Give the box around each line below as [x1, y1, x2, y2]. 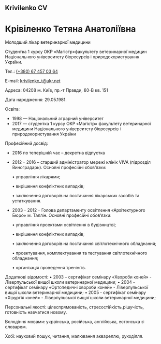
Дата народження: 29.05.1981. [5, 97, 67, 103]
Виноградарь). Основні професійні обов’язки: [12, 165, 106, 171]
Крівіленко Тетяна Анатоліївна [5, 23, 136, 34]
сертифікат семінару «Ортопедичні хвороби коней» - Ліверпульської [5, 284, 148, 291]
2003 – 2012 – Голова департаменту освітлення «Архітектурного [12, 207, 146, 213]
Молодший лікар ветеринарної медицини [5, 39, 91, 45]
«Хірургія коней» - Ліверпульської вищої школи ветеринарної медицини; [5, 295, 156, 301]
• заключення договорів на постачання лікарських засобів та [12, 193, 140, 199]
